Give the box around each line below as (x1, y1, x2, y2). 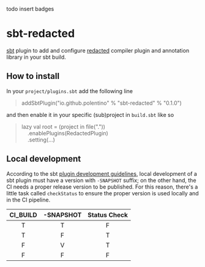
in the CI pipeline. (6, 196, 51, 203)
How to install (6, 71, 60, 81)
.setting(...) (27, 136, 55, 143)
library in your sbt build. (6, 53, 66, 61)
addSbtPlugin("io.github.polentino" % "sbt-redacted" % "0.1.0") (21, 99, 182, 107)
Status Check (88, 211, 129, 219)
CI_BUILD (9, 211, 38, 219)
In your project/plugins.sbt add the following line (6, 87, 133, 94)
